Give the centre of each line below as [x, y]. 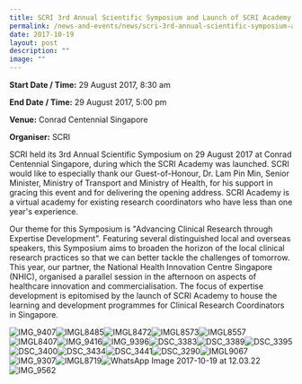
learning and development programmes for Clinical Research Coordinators [147, 305]
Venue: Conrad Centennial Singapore [79, 119]
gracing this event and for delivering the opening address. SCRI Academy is [150, 192]
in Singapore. [34, 314]
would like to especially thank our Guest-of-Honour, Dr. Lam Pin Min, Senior [149, 173]
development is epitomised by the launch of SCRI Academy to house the [143, 296]
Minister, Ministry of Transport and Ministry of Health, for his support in [141, 183]
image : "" [28, 59]
